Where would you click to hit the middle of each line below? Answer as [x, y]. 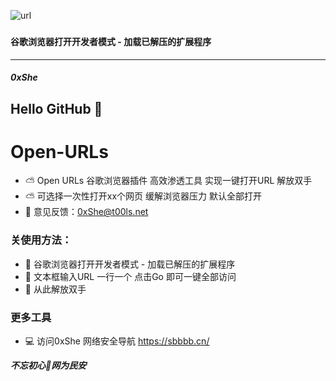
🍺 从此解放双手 [55, 289]
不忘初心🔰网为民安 [48, 366]
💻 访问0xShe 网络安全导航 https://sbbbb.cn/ [117, 341]
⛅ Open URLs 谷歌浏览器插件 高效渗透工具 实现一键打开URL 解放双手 [168, 181]
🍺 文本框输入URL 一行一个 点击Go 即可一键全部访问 [130, 276]
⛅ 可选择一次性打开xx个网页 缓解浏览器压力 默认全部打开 [143, 196]
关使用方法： [41, 240]
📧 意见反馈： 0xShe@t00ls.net [86, 212]
